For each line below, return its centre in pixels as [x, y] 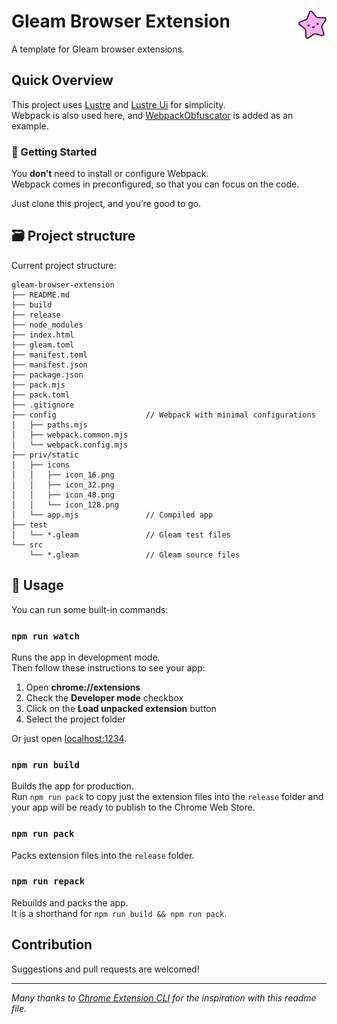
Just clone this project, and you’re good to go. [106, 204]
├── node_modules [47, 325]
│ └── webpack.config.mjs [70, 445]
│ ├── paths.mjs [49, 425]
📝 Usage [37, 585]
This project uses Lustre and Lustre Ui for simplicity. [118, 104]
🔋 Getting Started [54, 152]
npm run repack [48, 881]
